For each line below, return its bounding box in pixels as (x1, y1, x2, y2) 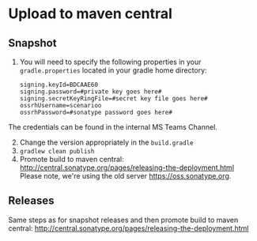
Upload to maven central (8, 5, 172, 23)
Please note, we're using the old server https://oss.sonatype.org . (19, 171, 232, 180)
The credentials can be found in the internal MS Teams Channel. (8, 122, 217, 131)
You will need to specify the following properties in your (19, 57, 202, 66)
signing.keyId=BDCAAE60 (19, 81, 99, 88)
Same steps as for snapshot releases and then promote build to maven (8, 215, 239, 224)
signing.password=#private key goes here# (19, 88, 162, 96)
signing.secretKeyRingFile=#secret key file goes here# (19, 95, 208, 103)
